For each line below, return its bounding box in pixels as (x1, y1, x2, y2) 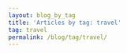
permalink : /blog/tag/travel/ (8, 33, 108, 41)
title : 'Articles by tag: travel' (8, 19, 122, 26)
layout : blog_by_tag (8, 11, 77, 19)
